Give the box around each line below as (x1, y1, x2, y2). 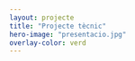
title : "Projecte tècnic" (9, 22, 106, 30)
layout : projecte (9, 13, 75, 22)
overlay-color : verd (9, 38, 87, 48)
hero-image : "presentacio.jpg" (9, 30, 127, 39)
